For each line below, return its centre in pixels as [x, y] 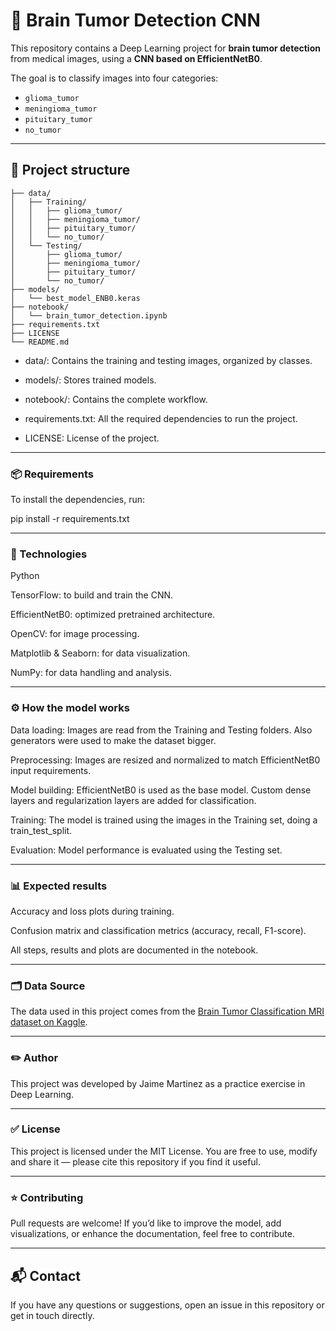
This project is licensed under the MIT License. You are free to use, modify [164, 1151]
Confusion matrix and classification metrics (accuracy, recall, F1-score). [158, 930]
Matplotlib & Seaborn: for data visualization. [100, 653]
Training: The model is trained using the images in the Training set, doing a [164, 820]
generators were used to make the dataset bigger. [113, 740]
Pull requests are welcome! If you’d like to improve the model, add [146, 1223]
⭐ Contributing [47, 1197]
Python [25, 576]
